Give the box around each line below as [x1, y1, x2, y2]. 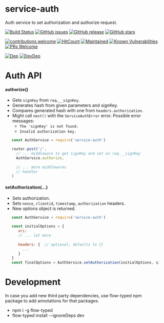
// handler [16, 169, 38, 174]
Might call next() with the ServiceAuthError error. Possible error [12, 113, 142, 119]
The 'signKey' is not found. [19, 124, 79, 129]
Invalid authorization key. [19, 129, 77, 134]
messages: [12, 118, 35, 124]
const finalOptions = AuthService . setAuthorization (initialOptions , [11, 260, 154, 265]
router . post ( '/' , [11, 147, 47, 152]
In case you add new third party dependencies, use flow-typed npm [5, 293, 142, 299]
